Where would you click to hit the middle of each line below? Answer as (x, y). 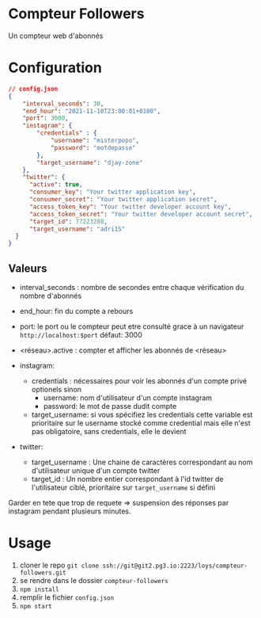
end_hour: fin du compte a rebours (76, 311)
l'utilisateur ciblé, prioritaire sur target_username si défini (123, 487)
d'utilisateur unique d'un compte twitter (96, 470)
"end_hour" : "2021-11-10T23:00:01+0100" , (91, 111)
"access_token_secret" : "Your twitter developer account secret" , (141, 214)
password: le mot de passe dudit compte (110, 406)
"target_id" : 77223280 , (68, 221)
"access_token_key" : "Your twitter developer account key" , (130, 207)
